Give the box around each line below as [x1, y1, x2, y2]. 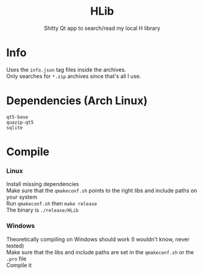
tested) [6, 242, 24, 249]
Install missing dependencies [6, 180, 79, 188]
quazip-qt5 [6, 119, 34, 126]
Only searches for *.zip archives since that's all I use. [6, 72, 142, 80]
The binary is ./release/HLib [6, 206, 79, 214]
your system [6, 193, 38, 201]
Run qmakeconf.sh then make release [6, 200, 97, 207]
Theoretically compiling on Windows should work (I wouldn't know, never [6, 235, 190, 243]
